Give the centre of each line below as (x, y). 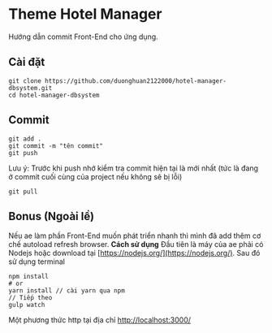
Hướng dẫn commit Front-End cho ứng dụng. (83, 37)
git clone (25, 81)
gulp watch (27, 305)
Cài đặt (27, 62)
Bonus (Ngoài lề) (52, 216)
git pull (23, 192)
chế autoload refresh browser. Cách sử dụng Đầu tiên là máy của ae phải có (136, 244)
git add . (25, 139)
